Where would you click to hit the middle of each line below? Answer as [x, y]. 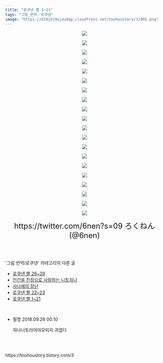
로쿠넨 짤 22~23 [29, 292]
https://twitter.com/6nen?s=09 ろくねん [85, 226]
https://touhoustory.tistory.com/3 [39, 355]
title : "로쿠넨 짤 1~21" [29, 10]
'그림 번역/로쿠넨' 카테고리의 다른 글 [40, 263]
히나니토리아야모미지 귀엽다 [39, 330]
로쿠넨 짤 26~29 [29, 274]
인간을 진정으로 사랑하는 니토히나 [45, 280]
